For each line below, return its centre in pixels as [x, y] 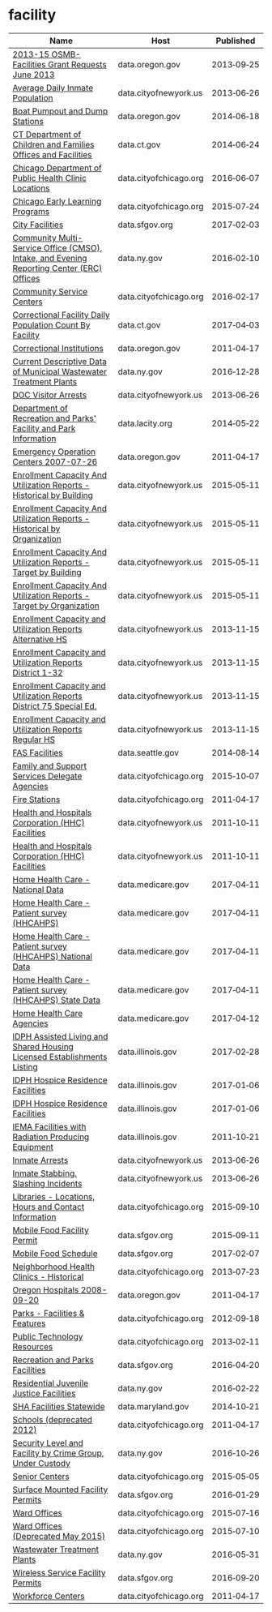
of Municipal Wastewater [60, 371]
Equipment [33, 1147]
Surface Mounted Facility [60, 1490]
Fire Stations [36, 799]
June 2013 [34, 75]
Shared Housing [43, 1046]
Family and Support [50, 765]
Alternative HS [40, 639]
